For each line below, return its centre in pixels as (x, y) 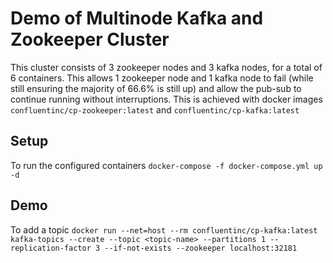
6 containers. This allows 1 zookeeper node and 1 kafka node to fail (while (162, 78)
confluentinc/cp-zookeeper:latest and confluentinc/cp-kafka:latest (155, 109)
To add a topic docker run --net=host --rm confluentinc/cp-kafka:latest (164, 229)
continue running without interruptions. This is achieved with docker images (166, 99)
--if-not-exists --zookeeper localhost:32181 (201, 248)
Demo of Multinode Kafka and (137, 18)
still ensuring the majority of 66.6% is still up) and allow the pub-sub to (156, 88)
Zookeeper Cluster (90, 39)
